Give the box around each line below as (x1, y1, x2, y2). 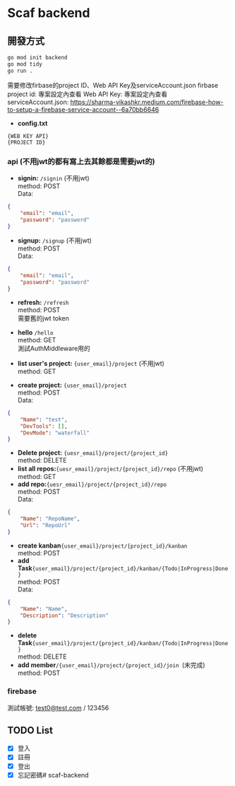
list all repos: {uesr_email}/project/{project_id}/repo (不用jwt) (17, 465, 203, 473)
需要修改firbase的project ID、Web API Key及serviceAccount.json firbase (7, 81, 219, 89)
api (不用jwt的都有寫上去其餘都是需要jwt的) (7, 156, 155, 166)
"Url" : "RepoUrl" (20, 522, 71, 529)
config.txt (17, 119, 48, 127)
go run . (7, 67, 33, 74)
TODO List (7, 724, 53, 736)
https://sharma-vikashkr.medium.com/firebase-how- (70, 98, 224, 106)
